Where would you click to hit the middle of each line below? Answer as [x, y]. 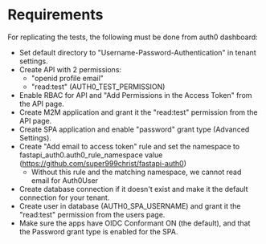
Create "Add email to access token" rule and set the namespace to [129, 146]
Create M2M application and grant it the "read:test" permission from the [138, 112]
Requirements [55, 15]
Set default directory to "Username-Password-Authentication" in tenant [137, 52]
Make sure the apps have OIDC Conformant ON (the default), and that [135, 223]
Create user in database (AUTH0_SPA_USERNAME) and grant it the [130, 205]
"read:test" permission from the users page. [92, 214]
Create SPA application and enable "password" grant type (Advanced [134, 129]
